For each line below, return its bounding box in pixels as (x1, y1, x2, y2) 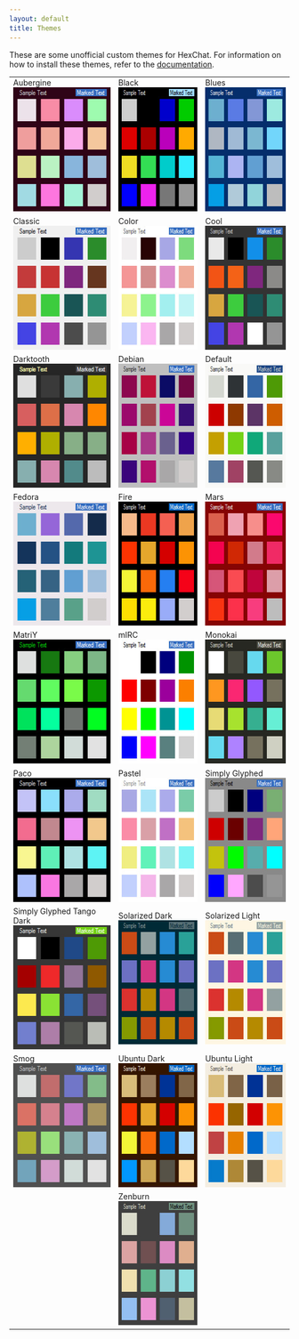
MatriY (12, 630, 38, 641)
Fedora (12, 492, 39, 502)
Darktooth (12, 353, 51, 364)
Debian (118, 353, 145, 364)
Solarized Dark (118, 910, 173, 921)
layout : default (9, 14, 69, 23)
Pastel (118, 768, 141, 778)
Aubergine (12, 77, 52, 88)
